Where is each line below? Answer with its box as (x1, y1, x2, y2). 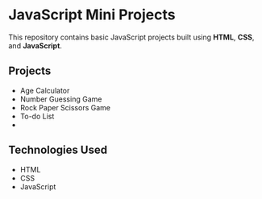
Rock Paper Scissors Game (19, 102, 111, 112)
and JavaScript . (8, 40, 63, 50)
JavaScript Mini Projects (8, 6, 176, 24)
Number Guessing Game (19, 94, 102, 104)
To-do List (19, 111, 55, 121)
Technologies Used (8, 143, 107, 157)
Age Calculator (19, 85, 70, 95)
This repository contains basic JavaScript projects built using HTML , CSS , (8, 32, 255, 42)
